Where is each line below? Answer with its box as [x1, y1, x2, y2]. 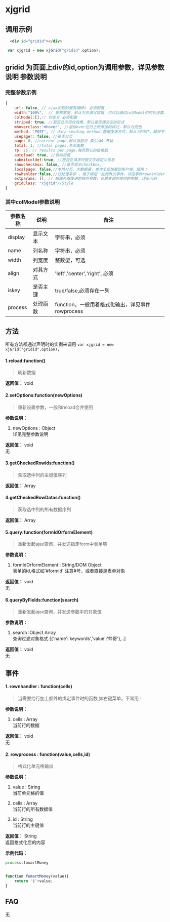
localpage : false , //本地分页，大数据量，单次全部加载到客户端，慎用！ [14, 167, 148, 172]
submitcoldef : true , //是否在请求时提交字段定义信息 [14, 157, 115, 163]
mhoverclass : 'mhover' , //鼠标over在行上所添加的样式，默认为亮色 [14, 124, 142, 130]
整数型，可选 [55, 257, 86, 264]
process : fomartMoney [5, 860, 49, 865]
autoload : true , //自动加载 [14, 153, 71, 158]
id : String [12, 816, 33, 822]
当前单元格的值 [12, 790, 44, 796]
